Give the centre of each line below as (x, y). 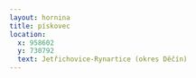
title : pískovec (40, 26)
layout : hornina (40, 17)
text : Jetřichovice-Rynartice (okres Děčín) (103, 59)
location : (28, 34)
